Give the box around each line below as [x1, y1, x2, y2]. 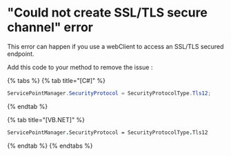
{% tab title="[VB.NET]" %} [7, 115, 85, 124]
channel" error [7, 19, 93, 35]
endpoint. [7, 50, 34, 58]
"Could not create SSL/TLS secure [7, 5, 208, 21]
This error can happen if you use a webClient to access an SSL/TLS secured [7, 42, 224, 50]
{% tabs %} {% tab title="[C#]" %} [7, 76, 106, 84]
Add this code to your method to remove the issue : [7, 63, 153, 71]
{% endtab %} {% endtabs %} [7, 142, 93, 150]
